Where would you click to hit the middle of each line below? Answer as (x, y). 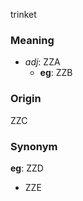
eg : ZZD (27, 168)
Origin (26, 99)
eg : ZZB (56, 73)
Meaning (32, 40)
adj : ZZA (42, 62)
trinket (23, 14)
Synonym (34, 146)
